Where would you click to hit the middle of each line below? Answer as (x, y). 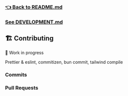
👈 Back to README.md (34, 7)
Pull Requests (22, 88)
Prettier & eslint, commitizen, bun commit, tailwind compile (64, 62)
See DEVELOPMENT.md (34, 22)
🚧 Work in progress (24, 53)
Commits (16, 75)
